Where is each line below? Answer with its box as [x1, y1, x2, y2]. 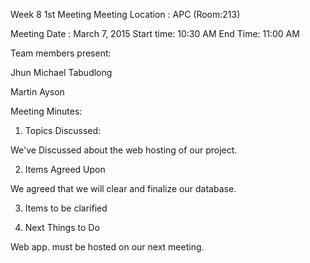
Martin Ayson [10, 86, 65, 98]
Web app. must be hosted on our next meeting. [10, 241, 205, 253]
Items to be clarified [24, 202, 108, 214]
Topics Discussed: [24, 125, 102, 136]
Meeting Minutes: [10, 105, 83, 117]
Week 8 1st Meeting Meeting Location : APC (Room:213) [10, 9, 241, 20]
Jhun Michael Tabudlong [10, 67, 113, 78]
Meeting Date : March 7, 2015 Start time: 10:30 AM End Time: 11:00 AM [10, 28, 300, 39]
